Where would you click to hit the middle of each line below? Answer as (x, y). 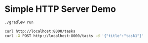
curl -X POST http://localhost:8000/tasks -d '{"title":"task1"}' (74, 36)
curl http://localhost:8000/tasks (40, 31)
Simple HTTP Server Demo (60, 9)
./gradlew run (19, 22)
